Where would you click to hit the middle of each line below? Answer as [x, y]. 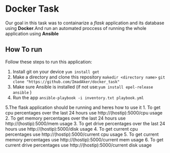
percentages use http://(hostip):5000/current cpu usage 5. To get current [82, 134]
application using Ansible [32, 33]
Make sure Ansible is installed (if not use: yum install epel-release [83, 87]
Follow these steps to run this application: [49, 62]
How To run [24, 49]
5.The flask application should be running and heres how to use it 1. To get [83, 107]
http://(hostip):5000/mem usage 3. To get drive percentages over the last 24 [85, 123]
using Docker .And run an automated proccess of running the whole [76, 28]
